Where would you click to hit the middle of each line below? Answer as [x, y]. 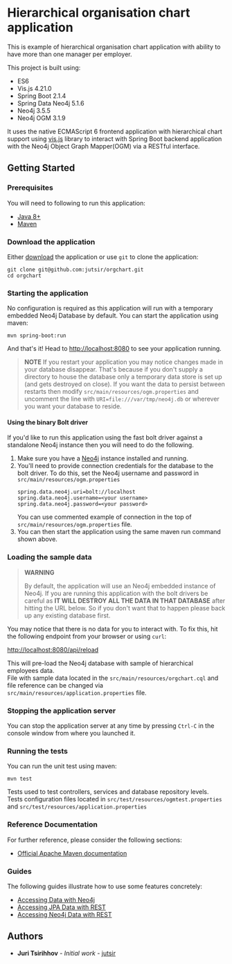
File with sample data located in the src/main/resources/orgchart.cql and [113, 678]
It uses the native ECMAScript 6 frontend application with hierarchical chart [115, 131]
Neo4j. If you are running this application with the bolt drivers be [116, 593]
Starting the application [48, 293]
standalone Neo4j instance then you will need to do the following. [100, 445]
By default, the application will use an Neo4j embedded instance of [120, 585]
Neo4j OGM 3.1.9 [41, 118]
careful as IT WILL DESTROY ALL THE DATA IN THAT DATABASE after [125, 600]
